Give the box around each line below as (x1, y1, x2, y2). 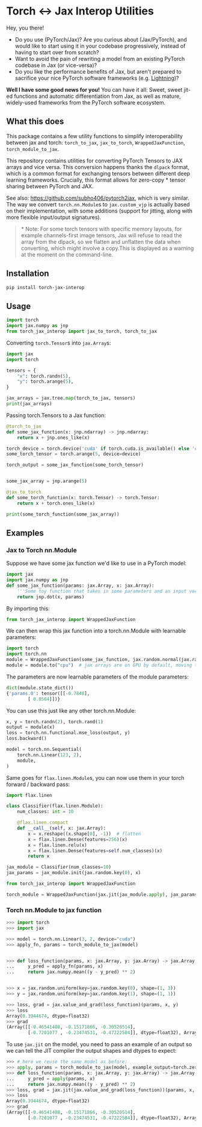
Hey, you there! (6, 24, 44, 31)
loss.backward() (6, 735, 47, 742)
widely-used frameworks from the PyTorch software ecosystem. (6, 98, 166, 106)
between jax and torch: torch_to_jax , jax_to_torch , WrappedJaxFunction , (6, 139, 185, 146)
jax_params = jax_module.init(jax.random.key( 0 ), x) (6, 870, 141, 876)
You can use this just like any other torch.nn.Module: (6, 707, 136, 714)
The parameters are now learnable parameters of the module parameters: (6, 673, 189, 680)
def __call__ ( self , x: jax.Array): (17, 825, 106, 831)
